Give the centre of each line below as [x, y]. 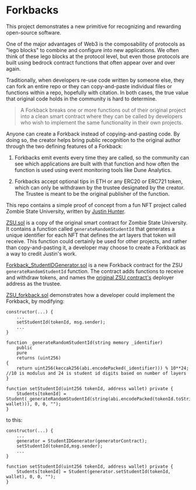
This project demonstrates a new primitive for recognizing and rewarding [94, 26]
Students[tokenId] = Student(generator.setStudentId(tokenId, [94, 471]
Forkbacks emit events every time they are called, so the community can [102, 157]
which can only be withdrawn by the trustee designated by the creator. [99, 187]
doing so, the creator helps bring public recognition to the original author [93, 140]
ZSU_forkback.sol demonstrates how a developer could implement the [90, 295]
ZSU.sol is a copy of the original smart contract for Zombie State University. [97, 222]
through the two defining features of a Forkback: [64, 146]
